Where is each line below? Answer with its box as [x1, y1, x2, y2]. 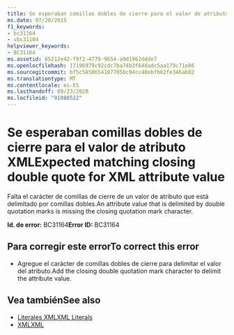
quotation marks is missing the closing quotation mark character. [7, 207, 194, 215]
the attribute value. [17, 274, 72, 283]
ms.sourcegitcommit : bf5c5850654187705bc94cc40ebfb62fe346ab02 [7, 68, 195, 75]
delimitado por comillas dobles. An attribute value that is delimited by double [7, 200, 225, 208]
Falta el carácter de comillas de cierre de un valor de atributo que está [7, 192, 209, 200]
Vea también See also [7, 295, 101, 306]
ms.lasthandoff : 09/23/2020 [7, 88, 89, 95]
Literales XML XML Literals [17, 313, 93, 321]
